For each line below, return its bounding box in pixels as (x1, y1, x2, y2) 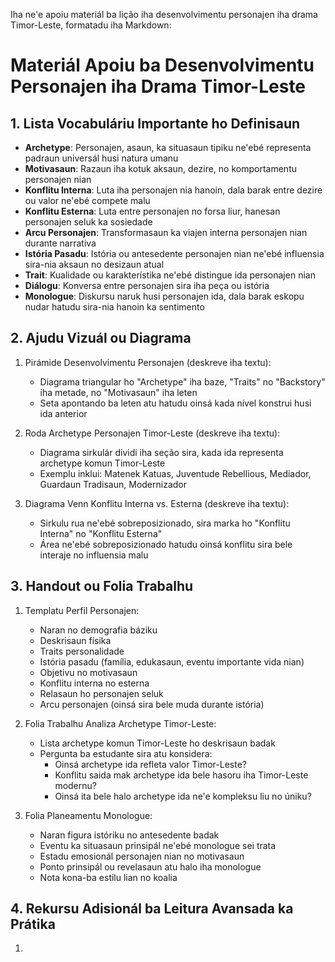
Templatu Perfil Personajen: (24, 604, 140, 616)
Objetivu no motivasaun (39, 666, 138, 678)
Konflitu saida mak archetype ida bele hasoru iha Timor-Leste (54, 769, 309, 781)
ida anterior (39, 407, 88, 419)
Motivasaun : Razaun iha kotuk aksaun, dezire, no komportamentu (24, 163, 297, 174)
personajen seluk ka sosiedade (24, 216, 153, 228)
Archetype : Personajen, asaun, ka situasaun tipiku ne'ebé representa (24, 142, 312, 153)
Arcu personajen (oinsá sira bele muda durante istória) (39, 698, 265, 710)
